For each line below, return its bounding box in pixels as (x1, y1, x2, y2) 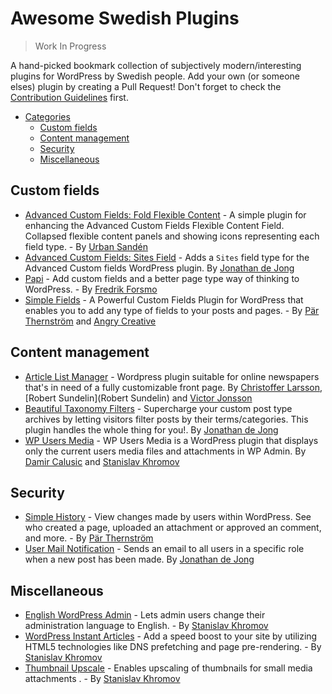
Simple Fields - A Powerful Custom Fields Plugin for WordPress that (24, 293, 304, 306)
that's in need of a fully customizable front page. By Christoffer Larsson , (24, 381, 323, 393)
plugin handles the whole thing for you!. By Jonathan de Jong (24, 423, 279, 436)
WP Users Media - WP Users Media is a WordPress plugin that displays (24, 434, 319, 446)
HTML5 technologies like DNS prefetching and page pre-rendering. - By (24, 641, 322, 653)
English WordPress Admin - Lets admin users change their (24, 609, 266, 621)
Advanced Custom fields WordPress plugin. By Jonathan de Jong (24, 262, 295, 274)
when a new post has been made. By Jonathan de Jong (24, 553, 255, 566)
